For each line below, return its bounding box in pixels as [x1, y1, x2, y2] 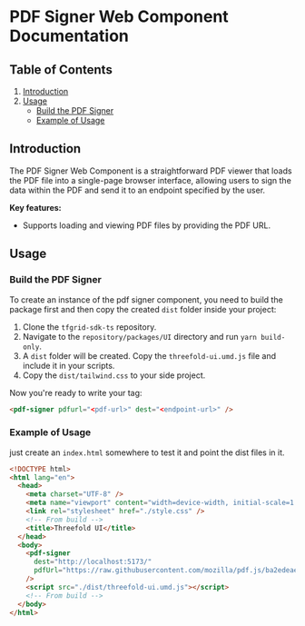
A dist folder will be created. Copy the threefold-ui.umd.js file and [22, 350, 277, 361]
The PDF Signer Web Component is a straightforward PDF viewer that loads [9, 165, 292, 176]
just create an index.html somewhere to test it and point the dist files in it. [9, 447, 285, 458]
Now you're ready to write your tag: [9, 387, 143, 398]
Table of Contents [9, 62, 113, 77]
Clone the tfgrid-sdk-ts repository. [22, 321, 157, 333]
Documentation [9, 25, 130, 46]
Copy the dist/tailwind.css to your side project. [22, 370, 206, 381]
